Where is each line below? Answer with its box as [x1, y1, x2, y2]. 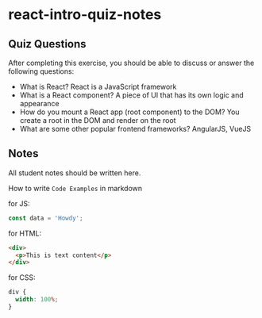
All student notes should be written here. [8, 168, 141, 178]
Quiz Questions [8, 37, 87, 51]
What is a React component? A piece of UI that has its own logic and [19, 90, 244, 100]
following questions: [8, 67, 75, 76]
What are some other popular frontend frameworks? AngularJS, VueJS [19, 125, 252, 133]
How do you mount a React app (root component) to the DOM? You [19, 107, 240, 117]
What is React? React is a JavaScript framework [19, 82, 177, 91]
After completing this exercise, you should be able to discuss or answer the [8, 58, 255, 67]
